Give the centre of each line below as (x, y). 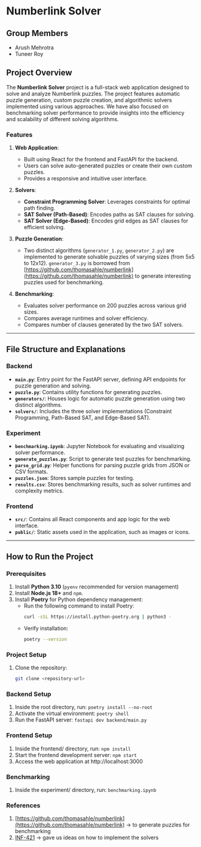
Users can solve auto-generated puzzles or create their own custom (108, 166)
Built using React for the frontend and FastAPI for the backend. (101, 160)
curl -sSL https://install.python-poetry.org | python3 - (98, 617)
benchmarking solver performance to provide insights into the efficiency (95, 113)
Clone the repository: (41, 668)
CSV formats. (31, 471)
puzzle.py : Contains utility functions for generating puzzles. (89, 392)
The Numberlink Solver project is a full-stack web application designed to (98, 87)
